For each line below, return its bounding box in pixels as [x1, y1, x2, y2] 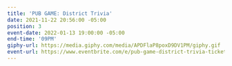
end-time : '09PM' [7, 36, 57, 43]
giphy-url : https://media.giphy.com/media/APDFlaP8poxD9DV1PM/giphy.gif [7, 42, 221, 49]
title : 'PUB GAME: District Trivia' [7, 10, 113, 17]
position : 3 [7, 23, 41, 30]
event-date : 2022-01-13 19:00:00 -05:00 [7, 29, 126, 36]
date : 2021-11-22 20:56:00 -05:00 [7, 16, 107, 23]
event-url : [7, 49, 39, 56]
